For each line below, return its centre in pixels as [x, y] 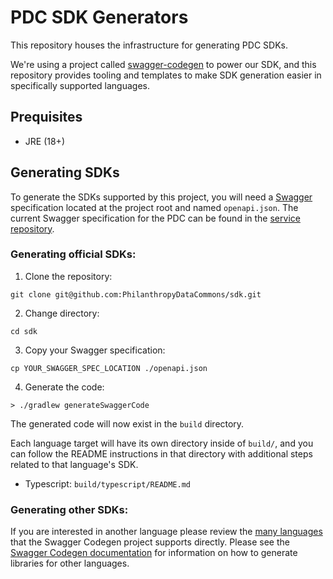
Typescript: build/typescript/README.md [108, 483]
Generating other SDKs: [69, 509]
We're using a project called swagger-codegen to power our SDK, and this [163, 64]
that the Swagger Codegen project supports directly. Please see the [150, 542]
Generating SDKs [65, 172]
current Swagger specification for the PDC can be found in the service [155, 218]
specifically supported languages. [80, 85]
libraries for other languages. [70, 563]
